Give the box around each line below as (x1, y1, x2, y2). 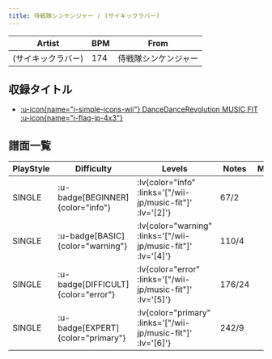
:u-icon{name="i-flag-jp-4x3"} (19, 113, 123, 123)
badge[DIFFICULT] (57, 279, 130, 290)
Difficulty (74, 163, 113, 175)
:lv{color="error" (137, 264, 201, 275)
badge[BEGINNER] (57, 192, 130, 203)
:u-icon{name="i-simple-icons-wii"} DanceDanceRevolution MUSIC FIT (19, 104, 259, 114)
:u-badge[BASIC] (57, 230, 125, 242)
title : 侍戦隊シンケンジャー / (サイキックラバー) (8, 11, 160, 20)
